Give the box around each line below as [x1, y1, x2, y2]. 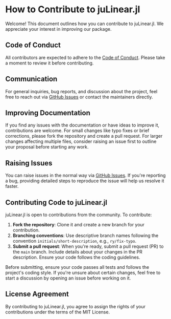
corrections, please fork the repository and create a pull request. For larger [5, 133, 163, 139]
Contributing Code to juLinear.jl [5, 198, 107, 207]
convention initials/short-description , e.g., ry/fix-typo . [12, 238, 137, 244]
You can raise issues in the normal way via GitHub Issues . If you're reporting [5, 173, 166, 179]
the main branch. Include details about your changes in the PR [12, 249, 143, 254]
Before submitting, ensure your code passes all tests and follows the [5, 264, 150, 270]
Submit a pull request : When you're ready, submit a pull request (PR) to [12, 243, 164, 249]
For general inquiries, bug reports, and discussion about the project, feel [5, 88, 158, 94]
